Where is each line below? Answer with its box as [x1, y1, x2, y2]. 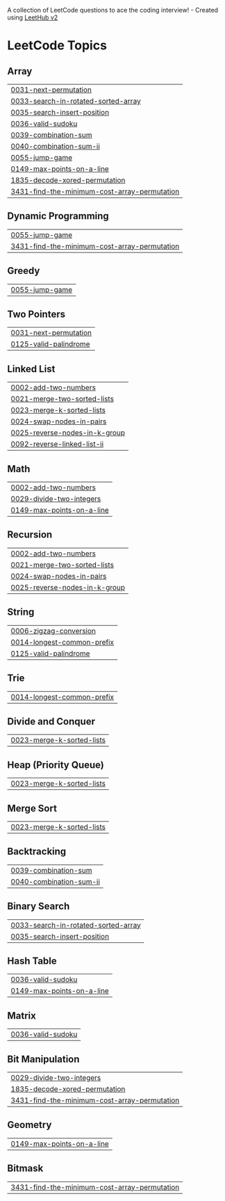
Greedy [7, 265, 40, 277]
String [7, 606, 35, 618]
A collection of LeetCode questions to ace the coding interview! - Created [7, 6, 219, 14]
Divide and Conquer [7, 716, 96, 727]
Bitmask [7, 1163, 44, 1175]
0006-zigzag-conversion [10, 626, 96, 636]
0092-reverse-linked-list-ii [10, 440, 104, 449]
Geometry [7, 1119, 52, 1131]
